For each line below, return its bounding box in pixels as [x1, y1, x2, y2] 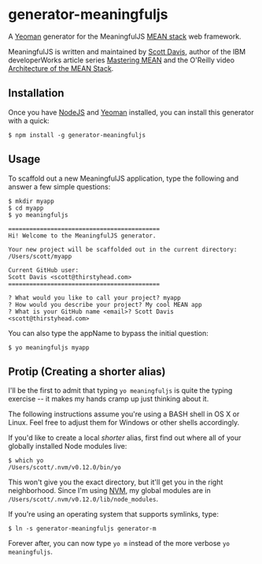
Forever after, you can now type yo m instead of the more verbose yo [8, 539, 231, 548]
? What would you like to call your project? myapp [8, 293, 181, 301]
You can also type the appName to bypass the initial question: [8, 328, 208, 338]
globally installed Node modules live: [8, 442, 127, 451]
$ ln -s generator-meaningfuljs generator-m [8, 525, 157, 533]
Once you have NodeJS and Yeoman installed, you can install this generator [8, 107, 254, 117]
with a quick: [8, 116, 50, 125]
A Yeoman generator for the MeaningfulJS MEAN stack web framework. [8, 32, 242, 41]
